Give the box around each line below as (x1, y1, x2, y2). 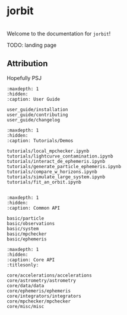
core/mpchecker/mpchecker (7, 298, 71, 304)
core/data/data (7, 282, 45, 288)
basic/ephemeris (7, 236, 47, 242)
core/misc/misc (7, 303, 45, 309)
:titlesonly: (7, 262, 39, 268)
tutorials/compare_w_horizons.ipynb (7, 169, 97, 175)
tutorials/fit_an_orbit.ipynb (7, 179, 82, 185)
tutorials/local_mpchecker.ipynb (7, 148, 90, 154)
